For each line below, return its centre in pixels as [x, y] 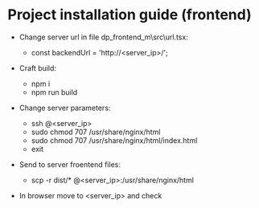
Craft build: [38, 68]
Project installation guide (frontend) [130, 15]
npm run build [54, 92]
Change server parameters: [65, 108]
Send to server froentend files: [70, 164]
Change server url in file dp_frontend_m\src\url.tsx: [103, 37]
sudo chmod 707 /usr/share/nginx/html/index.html [114, 140]
